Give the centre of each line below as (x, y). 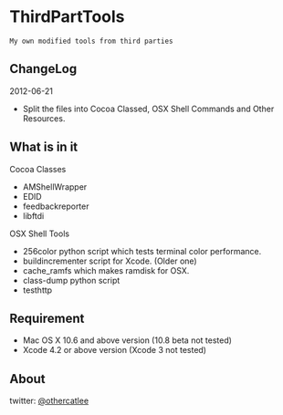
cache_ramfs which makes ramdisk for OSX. (106, 270)
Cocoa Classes (38, 169)
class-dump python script (71, 280)
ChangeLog (43, 69)
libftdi (33, 215)
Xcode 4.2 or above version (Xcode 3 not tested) (115, 350)
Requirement (47, 318)
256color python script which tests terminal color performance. (142, 251)
